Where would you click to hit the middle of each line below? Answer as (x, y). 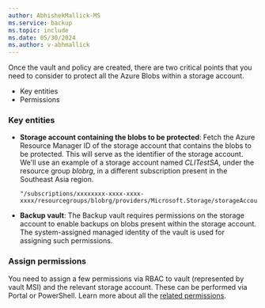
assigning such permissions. (66, 241)
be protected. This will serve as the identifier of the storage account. (131, 154)
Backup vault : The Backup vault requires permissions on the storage (132, 215)
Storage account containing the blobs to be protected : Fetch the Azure (137, 137)
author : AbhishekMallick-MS (55, 15)
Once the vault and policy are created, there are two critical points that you (130, 67)
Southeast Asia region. (57, 180)
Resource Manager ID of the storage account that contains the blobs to (135, 146)
